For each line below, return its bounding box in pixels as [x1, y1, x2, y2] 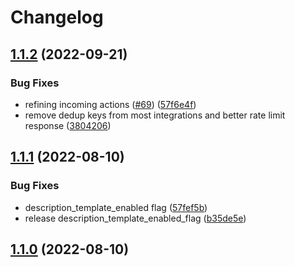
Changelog [10, 6, 104, 29]
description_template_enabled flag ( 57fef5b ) [24, 201, 208, 213]
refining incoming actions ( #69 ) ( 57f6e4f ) [24, 98, 197, 110]
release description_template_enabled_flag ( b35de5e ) [24, 212, 247, 224]
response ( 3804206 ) [24, 119, 112, 131]
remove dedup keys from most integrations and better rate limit [24, 109, 286, 121]
